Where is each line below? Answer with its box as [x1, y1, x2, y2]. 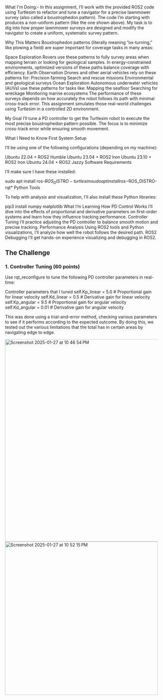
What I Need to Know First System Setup [5, 135, 86, 141]
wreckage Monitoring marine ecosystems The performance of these [5, 90, 142, 96]
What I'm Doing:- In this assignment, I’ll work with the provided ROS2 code [5, 4, 154, 10]
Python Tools [14, 184, 40, 190]
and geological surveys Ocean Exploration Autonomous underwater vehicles [5, 80, 158, 86]
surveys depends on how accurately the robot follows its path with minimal [5, 96, 155, 101]
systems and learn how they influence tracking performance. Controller [5, 214, 148, 220]
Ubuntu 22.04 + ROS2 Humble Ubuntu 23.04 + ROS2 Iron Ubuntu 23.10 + [5, 154, 152, 160]
